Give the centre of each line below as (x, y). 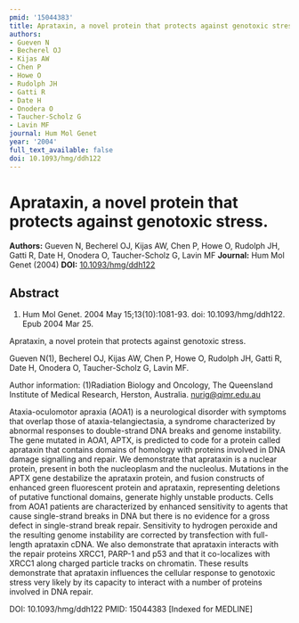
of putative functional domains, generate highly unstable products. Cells (141, 497)
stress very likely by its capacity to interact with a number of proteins (136, 582)
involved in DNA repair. (51, 592)
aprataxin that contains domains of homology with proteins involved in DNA (148, 450)
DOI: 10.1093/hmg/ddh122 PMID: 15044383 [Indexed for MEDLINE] (131, 609)
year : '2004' (33, 142)
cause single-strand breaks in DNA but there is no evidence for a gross (139, 516)
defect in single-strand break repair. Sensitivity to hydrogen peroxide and (143, 526)
